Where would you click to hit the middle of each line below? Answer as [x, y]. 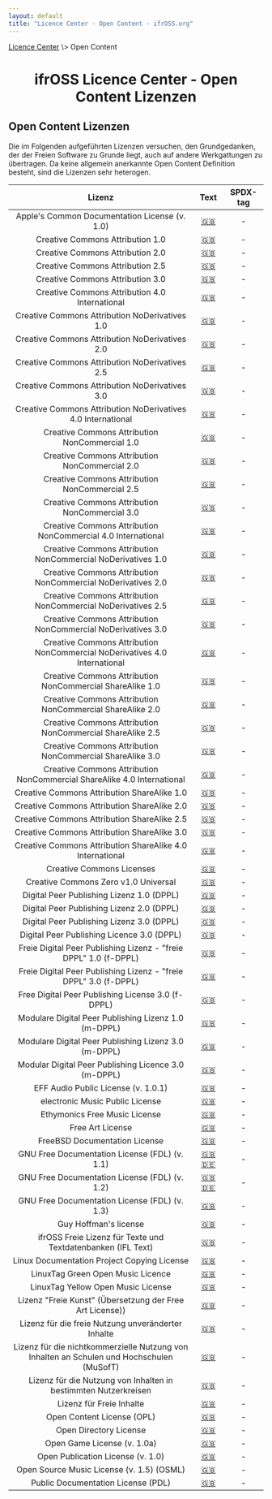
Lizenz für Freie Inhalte [101, 1403]
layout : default [36, 16]
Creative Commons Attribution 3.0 [101, 279]
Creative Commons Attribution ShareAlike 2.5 [101, 819]
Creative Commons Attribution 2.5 [101, 266]
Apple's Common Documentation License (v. [101, 216]
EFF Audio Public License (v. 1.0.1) [101, 1087]
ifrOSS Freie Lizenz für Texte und [101, 1237]
